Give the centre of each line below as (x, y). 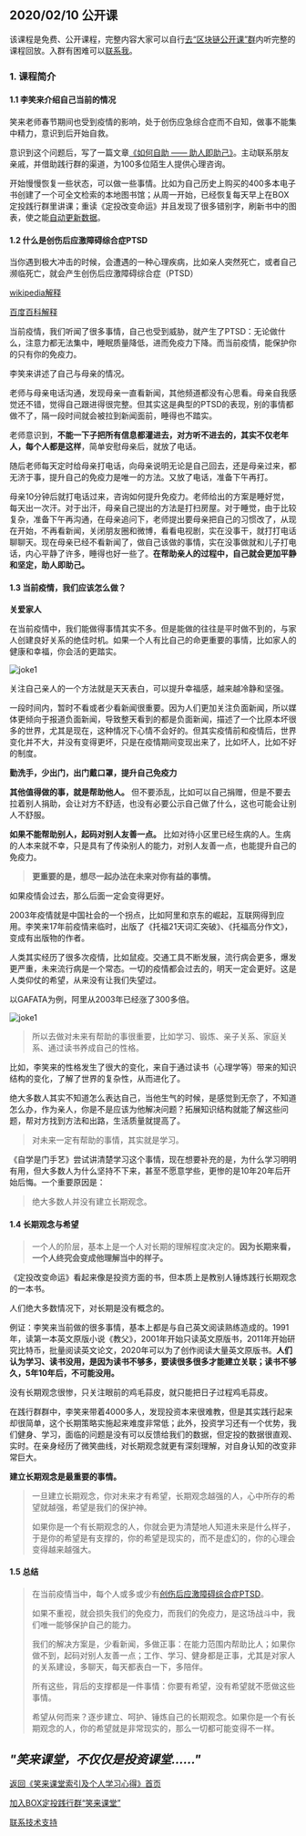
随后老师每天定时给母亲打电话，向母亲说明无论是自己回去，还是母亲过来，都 (153, 466)
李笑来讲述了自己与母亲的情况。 (69, 374)
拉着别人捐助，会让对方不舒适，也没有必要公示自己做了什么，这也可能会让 (149, 804)
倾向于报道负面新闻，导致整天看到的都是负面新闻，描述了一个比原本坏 (157, 719)
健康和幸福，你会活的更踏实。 (65, 651)
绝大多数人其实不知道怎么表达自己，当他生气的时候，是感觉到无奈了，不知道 (153, 1098)
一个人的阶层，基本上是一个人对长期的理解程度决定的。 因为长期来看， (163, 1246)
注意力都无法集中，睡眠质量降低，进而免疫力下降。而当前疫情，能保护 (157, 343)
